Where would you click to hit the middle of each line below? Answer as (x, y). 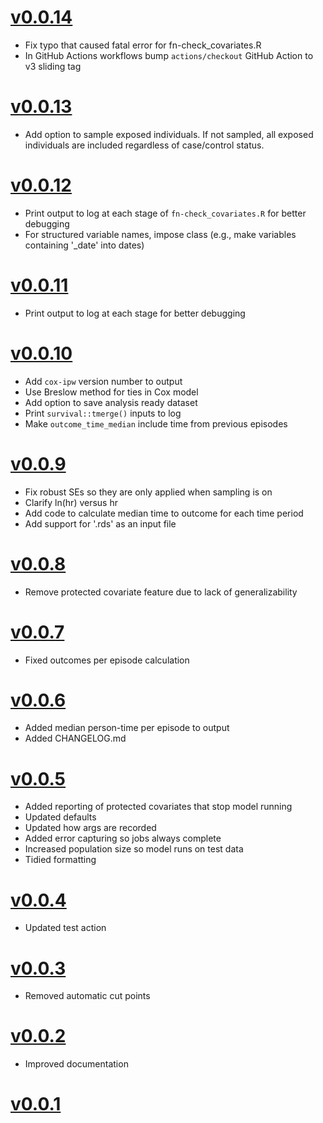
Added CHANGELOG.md (75, 738)
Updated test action (65, 928)
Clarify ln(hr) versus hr (71, 502)
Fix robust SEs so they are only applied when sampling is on (148, 492)
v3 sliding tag (53, 66)
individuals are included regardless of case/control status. (144, 145)
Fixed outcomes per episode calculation (107, 660)
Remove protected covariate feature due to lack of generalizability (161, 592)
